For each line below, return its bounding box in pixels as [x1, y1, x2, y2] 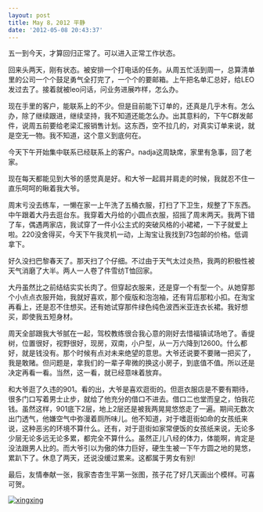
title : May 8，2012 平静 [8, 19, 86, 27]
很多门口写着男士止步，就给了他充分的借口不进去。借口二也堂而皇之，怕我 [8, 394, 248, 404]
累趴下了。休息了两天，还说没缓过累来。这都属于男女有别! [8, 453, 196, 463]
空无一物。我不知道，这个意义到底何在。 [14, 131, 146, 140]
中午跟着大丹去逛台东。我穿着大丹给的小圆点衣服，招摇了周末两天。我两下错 [8, 210, 255, 220]
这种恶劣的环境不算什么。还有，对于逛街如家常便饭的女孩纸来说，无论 [21, 424, 248, 434]
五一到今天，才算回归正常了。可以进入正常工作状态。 [8, 49, 180, 58]
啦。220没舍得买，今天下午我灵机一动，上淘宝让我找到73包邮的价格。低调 [8, 230, 249, 239]
